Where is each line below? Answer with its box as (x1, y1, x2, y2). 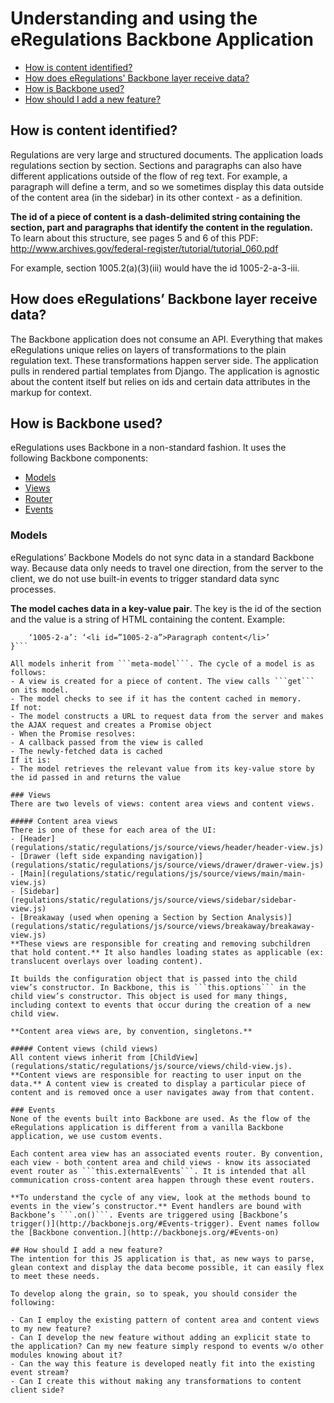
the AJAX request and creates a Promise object (10, 720, 213, 730)
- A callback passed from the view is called (10, 737, 203, 747)
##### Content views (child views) (10, 1043, 159, 1054)
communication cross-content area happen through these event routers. (10, 1175, 315, 1185)
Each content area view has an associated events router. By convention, (10, 1148, 325, 1159)
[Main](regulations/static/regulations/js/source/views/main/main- (19, 868, 307, 879)
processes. (10, 583, 57, 595)
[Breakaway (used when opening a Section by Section (19, 912, 244, 922)
